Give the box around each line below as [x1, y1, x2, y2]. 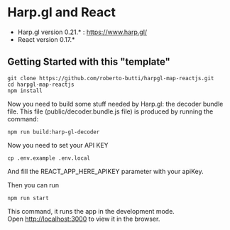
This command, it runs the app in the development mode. [7, 207, 175, 215]
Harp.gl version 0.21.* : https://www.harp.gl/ [17, 28, 148, 36]
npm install [7, 87, 43, 94]
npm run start [7, 195, 50, 202]
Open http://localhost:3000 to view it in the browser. [7, 214, 160, 223]
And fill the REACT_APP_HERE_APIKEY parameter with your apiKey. [7, 167, 204, 175]
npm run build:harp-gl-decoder [7, 128, 100, 136]
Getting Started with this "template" [7, 56, 170, 68]
